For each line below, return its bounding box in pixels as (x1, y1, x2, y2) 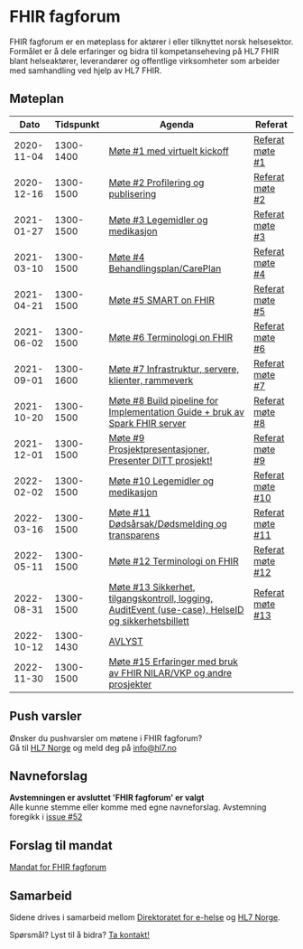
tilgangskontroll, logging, (108, 592, 214, 605)
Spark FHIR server (108, 417, 187, 429)
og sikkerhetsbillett (108, 615, 189, 627)
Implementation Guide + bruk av (108, 405, 245, 418)
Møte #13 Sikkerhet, (108, 580, 196, 593)
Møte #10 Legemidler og (108, 474, 215, 487)
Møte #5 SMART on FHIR (108, 294, 215, 306)
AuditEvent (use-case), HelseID (108, 603, 244, 615)
